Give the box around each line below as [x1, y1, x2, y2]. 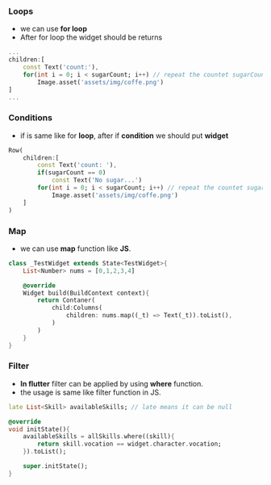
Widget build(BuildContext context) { [23, 289, 150, 297]
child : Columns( [51, 304, 103, 312]
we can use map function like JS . [19, 244, 131, 253]
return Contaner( [37, 296, 95, 304]
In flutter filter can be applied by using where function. [19, 378, 204, 388]
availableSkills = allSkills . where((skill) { [23, 433, 175, 441]
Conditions [8, 112, 52, 123]
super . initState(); [23, 462, 89, 470]
